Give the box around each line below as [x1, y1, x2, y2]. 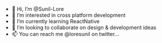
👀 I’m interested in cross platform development [11, 12, 126, 19]
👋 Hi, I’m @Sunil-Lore [11, 6, 64, 12]
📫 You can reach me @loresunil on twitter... [11, 31, 119, 37]
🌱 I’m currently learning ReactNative [11, 18, 100, 24]
